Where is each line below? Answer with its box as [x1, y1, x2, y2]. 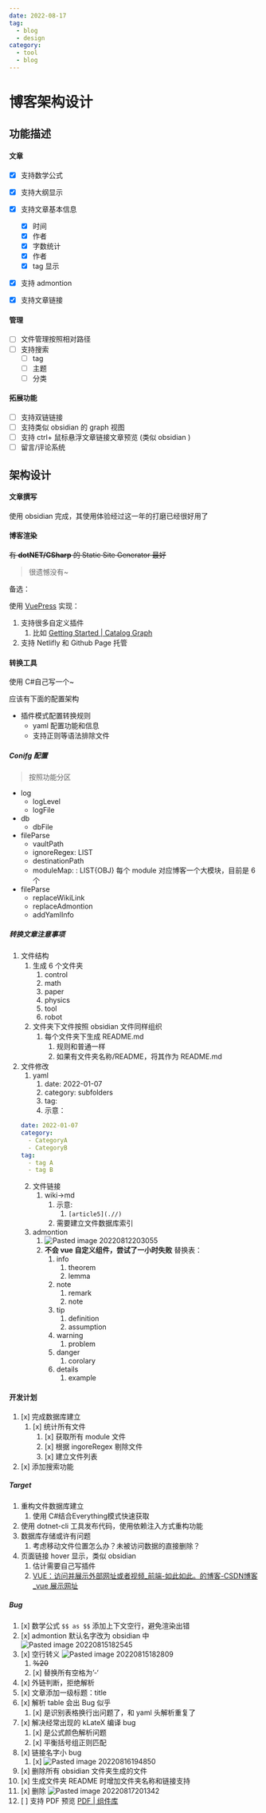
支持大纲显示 [20, 187, 63, 196]
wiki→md [44, 1190, 75, 1200]
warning [56, 1331, 84, 1340]
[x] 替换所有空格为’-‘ [32, 1668, 99, 1677]
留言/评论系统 [20, 442, 66, 452]
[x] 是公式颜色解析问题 [32, 1728, 107, 1737]
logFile [32, 806, 55, 815]
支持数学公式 [20, 170, 63, 180]
